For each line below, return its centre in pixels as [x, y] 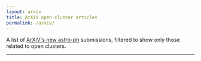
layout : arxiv [24, 12]
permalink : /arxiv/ [31, 23]
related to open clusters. [36, 46]
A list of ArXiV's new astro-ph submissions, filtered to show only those [93, 40]
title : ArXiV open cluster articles [52, 17]
